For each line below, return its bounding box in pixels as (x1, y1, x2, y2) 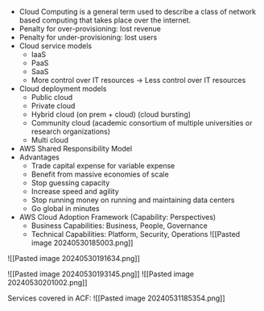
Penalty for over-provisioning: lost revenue (19, 24, 162, 33)
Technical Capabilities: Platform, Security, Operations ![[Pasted (31, 230, 241, 238)
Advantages (19, 152, 60, 162)
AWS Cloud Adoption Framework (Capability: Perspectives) (19, 213, 217, 222)
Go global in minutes (31, 204, 100, 213)
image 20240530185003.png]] (31, 238, 134, 247)
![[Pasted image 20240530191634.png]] (7, 254, 140, 263)
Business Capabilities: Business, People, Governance (31, 221, 208, 230)
